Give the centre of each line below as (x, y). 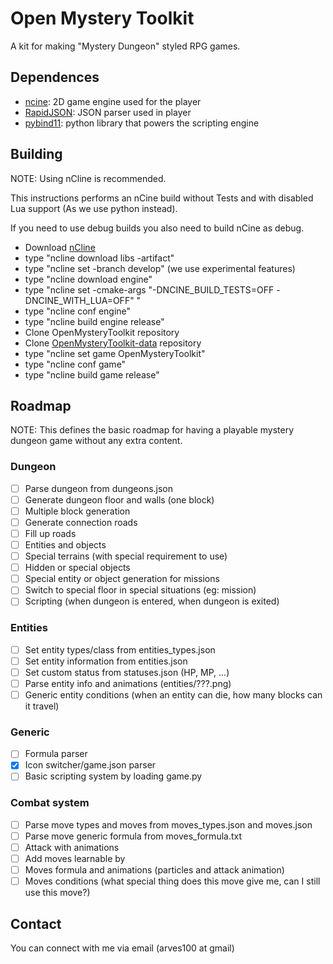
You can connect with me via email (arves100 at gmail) (122, 948)
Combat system (50, 803)
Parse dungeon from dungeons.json (99, 488)
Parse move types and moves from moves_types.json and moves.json (168, 824)
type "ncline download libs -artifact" (99, 258)
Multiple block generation (77, 511)
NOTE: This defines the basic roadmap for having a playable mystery (152, 430)
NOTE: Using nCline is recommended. (88, 178)
